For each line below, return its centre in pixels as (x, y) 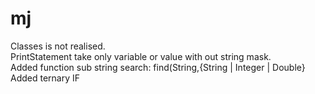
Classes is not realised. (58, 46)
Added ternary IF (45, 78)
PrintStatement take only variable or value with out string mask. (141, 56)
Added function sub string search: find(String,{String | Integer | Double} (158, 67)
